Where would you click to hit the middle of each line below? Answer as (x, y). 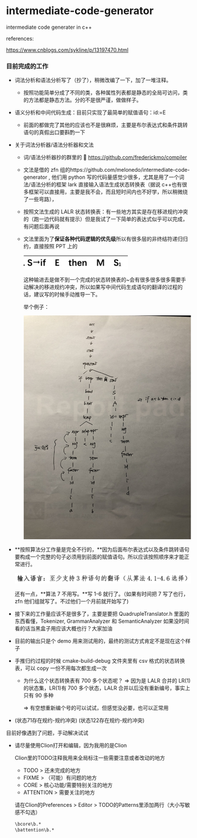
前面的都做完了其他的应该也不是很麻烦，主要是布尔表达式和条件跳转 (106, 125)
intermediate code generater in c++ (49, 27)
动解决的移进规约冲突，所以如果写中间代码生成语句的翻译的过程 (100, 287)
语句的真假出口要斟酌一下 (54, 132)
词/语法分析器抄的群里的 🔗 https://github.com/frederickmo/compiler (105, 158)
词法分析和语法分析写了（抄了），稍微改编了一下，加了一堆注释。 (93, 80)
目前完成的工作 (27, 66)
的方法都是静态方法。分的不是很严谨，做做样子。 (82, 100)
